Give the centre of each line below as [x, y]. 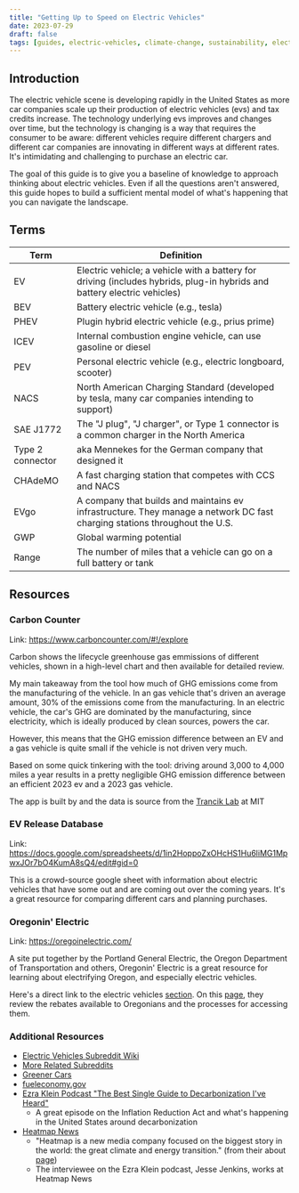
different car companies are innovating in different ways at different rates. [145, 147]
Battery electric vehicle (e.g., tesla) [149, 306]
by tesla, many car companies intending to [165, 398]
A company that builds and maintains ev [160, 500]
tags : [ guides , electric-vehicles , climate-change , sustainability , [139, 42]
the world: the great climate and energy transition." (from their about [161, 1150]
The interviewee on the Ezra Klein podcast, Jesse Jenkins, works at [159, 1169]
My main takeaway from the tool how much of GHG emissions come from [144, 683]
